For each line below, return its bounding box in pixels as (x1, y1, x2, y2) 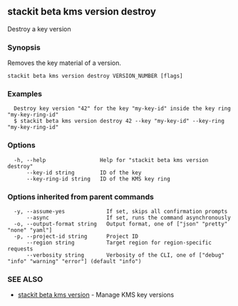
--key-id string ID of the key (26, 169, 142, 176)
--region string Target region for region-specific (26, 239, 212, 246)
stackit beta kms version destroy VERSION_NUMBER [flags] (7, 73, 183, 80)
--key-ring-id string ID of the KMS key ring (26, 175, 171, 183)
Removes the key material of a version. (7, 58, 121, 67)
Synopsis (7, 42, 41, 52)
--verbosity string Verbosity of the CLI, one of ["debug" (26, 252, 224, 259)
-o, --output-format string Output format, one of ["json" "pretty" (14, 220, 228, 228)
